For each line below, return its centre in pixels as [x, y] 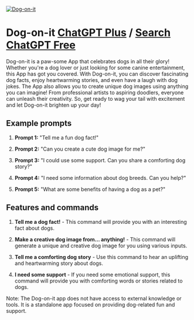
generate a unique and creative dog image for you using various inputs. [101, 246]
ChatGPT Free [41, 45]
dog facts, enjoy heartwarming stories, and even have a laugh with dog [92, 80]
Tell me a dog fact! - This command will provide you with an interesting [101, 222]
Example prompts [39, 123]
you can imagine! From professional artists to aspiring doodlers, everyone [95, 92]
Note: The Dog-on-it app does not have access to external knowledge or [94, 298]
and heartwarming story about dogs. [59, 263]
